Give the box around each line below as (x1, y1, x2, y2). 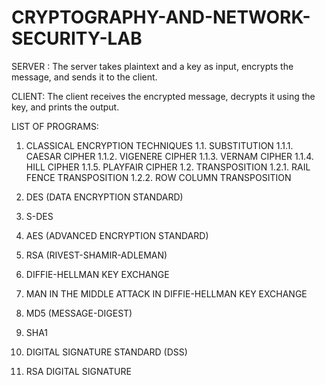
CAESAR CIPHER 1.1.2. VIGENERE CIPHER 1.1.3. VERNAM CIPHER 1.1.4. (25, 150, 314, 162)
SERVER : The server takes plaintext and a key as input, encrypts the (11, 60, 294, 72)
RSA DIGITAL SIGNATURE (25, 365, 132, 377)
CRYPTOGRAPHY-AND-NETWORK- (11, 6, 311, 29)
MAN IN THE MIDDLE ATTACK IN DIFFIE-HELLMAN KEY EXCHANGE (25, 287, 308, 300)
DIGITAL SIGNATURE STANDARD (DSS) (25, 346, 188, 358)
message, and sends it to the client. (11, 71, 158, 83)
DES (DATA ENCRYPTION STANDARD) (25, 191, 184, 203)
